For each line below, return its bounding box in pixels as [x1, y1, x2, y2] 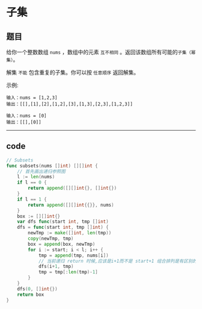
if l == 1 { [17, 196, 47, 202]
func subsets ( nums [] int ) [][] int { [6, 163, 98, 169]
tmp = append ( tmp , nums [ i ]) [38, 252, 109, 258]
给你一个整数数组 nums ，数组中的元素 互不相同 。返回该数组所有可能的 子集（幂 [6, 49, 196, 55]
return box [17, 292, 44, 298]
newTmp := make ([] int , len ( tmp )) [28, 230, 112, 236]
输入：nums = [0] [6, 113, 47, 119]
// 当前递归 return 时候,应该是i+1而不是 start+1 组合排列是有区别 [38, 258, 193, 264]
